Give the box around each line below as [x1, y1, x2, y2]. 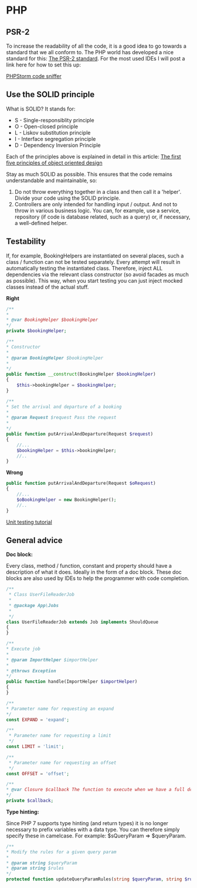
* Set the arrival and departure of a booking [6, 404, 122, 410]
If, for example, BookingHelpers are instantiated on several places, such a [6, 252, 184, 259]
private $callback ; [6, 797, 54, 804]
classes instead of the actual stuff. [6, 283, 89, 290]
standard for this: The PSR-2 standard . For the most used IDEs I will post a [6, 55, 185, 62]
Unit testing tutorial [6, 518, 53, 525]
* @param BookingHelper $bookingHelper [6, 355, 104, 361]
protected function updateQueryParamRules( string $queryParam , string [6, 876, 182, 882]
